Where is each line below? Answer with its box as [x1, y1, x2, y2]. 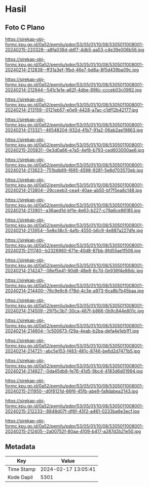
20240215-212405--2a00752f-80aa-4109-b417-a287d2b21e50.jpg [5, 429, 142, 434]
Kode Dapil [7, 474, 33, 481]
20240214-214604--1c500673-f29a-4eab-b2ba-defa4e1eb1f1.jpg [5, 328, 139, 334]
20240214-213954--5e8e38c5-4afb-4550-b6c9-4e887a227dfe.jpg [5, 227, 143, 233]
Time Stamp [7, 466, 36, 473]
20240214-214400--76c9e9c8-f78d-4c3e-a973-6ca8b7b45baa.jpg [5, 288, 144, 294]
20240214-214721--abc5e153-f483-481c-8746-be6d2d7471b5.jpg [5, 348, 141, 354]
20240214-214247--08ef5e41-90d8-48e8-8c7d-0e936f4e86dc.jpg [5, 268, 143, 273]
